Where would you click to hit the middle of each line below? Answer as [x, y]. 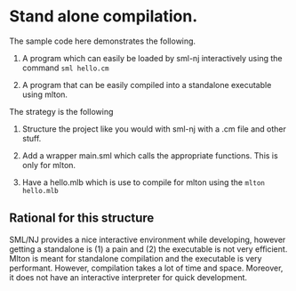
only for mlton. [49, 165]
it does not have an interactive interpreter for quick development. [128, 277]
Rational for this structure [82, 218]
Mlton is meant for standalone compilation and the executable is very [136, 258]
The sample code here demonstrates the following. [103, 41]
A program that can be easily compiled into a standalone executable [147, 85]
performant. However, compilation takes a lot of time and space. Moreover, [146, 268]
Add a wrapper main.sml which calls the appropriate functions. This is [150, 155]
